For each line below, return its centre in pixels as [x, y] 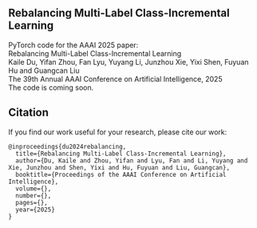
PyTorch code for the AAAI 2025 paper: [73, 45]
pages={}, [32, 202]
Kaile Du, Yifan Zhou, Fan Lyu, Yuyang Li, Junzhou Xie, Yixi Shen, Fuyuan [128, 62]
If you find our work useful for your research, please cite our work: [118, 132]
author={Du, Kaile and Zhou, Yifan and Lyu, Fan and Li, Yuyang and [132, 160]
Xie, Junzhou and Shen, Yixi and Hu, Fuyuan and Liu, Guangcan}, [119, 167]
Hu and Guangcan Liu [44, 70]
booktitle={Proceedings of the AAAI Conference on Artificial [121, 174]
